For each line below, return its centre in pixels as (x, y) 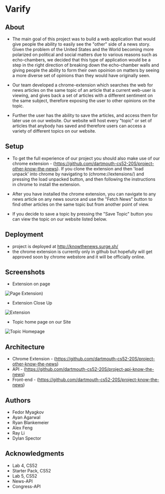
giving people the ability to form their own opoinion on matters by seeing (86, 70)
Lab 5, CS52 (25, 476)
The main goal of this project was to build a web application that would (84, 39)
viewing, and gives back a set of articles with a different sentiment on (82, 95)
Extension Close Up (32, 303)
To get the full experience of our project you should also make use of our (86, 158)
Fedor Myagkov (28, 412)
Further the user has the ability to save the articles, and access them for (85, 115)
